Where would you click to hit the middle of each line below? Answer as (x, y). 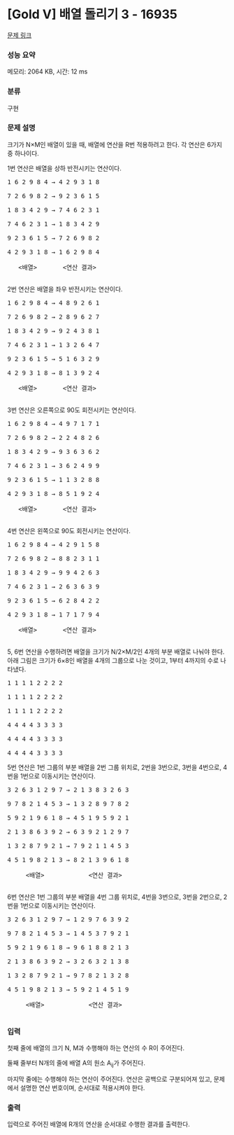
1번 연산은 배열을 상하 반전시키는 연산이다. (65, 168)
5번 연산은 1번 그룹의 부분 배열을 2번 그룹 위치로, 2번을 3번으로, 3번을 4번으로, (115, 767)
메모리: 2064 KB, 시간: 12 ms (47, 71)
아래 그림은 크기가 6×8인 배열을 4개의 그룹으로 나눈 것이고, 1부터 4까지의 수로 (113, 660)
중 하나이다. (23, 153)
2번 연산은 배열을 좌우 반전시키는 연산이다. (65, 289)
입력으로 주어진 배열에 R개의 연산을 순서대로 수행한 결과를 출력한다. (99, 1124)
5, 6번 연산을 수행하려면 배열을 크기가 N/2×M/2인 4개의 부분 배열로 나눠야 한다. (116, 652)
